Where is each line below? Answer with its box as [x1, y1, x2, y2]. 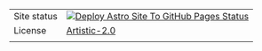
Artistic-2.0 [66, 25, 116, 36]
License [13, 25, 47, 36]
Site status [13, 11, 58, 22]
